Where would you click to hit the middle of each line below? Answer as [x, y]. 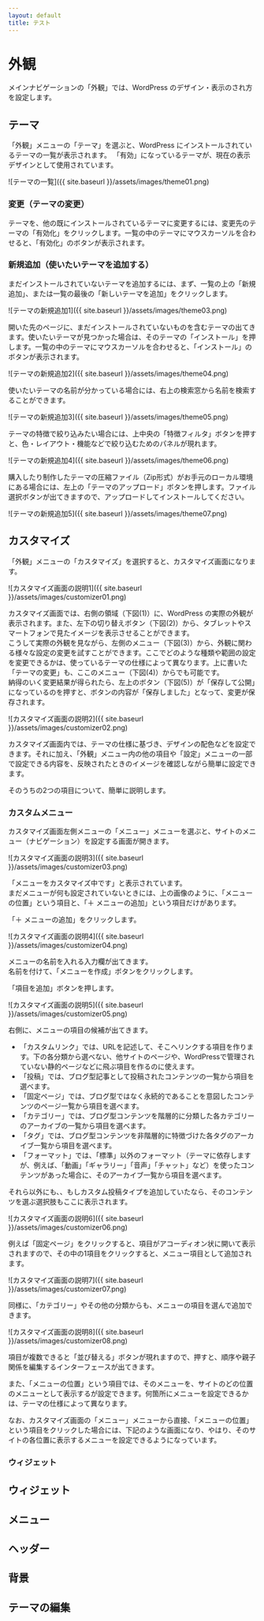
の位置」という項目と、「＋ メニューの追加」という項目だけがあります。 [124, 902]
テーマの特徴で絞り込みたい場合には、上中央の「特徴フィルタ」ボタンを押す [132, 433]
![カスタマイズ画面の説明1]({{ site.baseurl [75, 588]
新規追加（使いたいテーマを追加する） [81, 265]
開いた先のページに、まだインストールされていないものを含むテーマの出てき [132, 327]
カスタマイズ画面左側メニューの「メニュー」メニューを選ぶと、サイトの [125, 831]
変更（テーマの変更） [48, 204]
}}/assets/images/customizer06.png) [68, 1227]
